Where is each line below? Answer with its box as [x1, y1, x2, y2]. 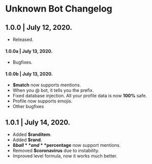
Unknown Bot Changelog [5, 3, 112, 15]
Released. [12, 36, 34, 42]
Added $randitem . [12, 132, 52, 138]
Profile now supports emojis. [12, 98, 72, 104]
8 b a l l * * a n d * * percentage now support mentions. [12, 142, 121, 148]
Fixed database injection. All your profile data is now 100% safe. [12, 93, 147, 99]
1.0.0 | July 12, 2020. [5, 23, 72, 32]
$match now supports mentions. [12, 82, 81, 88]
